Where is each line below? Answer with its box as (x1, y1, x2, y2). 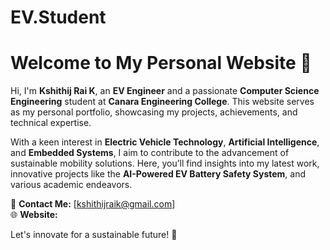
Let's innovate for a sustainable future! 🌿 (10, 229, 178, 241)
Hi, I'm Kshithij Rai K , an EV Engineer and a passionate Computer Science (10, 85, 320, 97)
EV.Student (10, 6, 107, 29)
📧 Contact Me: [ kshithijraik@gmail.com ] (10, 198, 176, 210)
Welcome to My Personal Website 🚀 (10, 52, 312, 75)
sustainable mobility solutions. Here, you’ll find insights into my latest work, (10, 157, 320, 170)
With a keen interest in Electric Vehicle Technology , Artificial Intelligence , (10, 136, 320, 148)
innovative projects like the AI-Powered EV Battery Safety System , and (10, 168, 307, 180)
